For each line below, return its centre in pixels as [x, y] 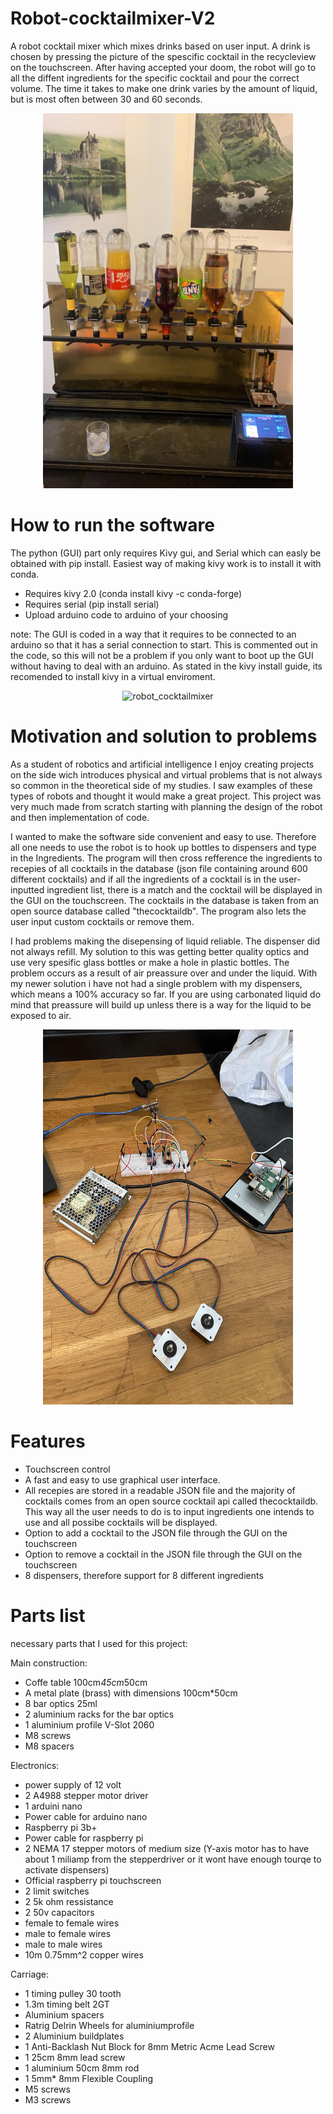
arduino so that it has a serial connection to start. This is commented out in [164, 644]
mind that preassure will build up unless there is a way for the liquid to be [161, 1004]
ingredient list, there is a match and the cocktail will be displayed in [184, 889]
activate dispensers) [67, 1869]
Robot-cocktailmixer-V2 [113, 18]
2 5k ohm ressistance [69, 1901]
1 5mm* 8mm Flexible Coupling [89, 2078]
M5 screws [47, 2089]
